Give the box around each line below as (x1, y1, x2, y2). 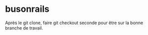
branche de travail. (5, 25, 43, 31)
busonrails (5, 3, 50, 15)
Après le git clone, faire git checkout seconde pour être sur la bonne (5, 20, 144, 26)
